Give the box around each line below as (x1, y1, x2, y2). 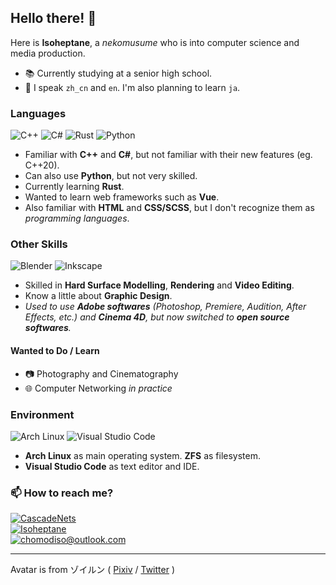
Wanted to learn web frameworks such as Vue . (24, 191, 220, 203)
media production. (10, 47, 86, 59)
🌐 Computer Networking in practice (24, 382, 173, 394)
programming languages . (24, 212, 130, 225)
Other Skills (10, 237, 68, 251)
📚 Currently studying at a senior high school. (24, 67, 213, 79)
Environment (10, 407, 75, 421)
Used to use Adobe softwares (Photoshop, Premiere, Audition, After (24, 301, 307, 313)
